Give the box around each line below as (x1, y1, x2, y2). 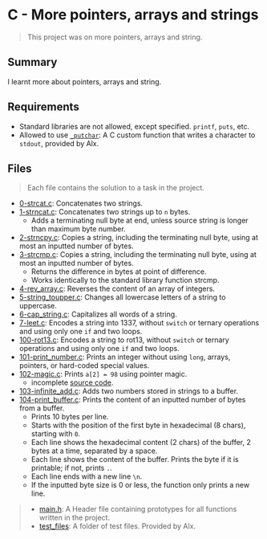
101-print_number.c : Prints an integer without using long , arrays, (18, 352, 231, 362)
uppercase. (18, 301, 58, 311)
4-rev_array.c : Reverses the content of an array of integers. (18, 284, 216, 294)
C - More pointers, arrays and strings (7, 6, 259, 24)
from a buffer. (18, 403, 65, 413)
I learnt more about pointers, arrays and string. (7, 76, 162, 86)
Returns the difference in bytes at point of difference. (30, 267, 207, 276)
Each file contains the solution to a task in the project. (26, 183, 205, 193)
